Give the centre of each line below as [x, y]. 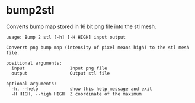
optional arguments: [32, 84]
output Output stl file [61, 73]
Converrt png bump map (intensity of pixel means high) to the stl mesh [98, 48]
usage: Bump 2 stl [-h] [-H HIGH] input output [66, 37]
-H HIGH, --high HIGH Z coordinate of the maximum [77, 94]
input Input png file [60, 68]
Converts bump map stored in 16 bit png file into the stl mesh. [81, 26]
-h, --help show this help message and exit [82, 89]
